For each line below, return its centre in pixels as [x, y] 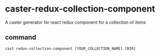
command [21, 37]
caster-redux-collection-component [80, 9]
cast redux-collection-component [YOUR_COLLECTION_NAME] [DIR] [71, 49]
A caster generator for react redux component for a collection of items [75, 22]
